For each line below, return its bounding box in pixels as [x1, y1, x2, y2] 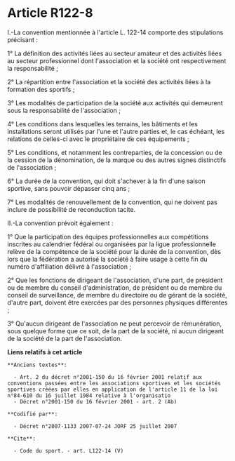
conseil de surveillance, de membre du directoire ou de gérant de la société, [7, 290, 228, 299]
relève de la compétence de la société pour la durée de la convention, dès [7, 247, 222, 255]
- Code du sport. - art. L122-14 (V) [13, 447, 124, 454]
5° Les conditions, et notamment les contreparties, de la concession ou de [7, 148, 222, 156]
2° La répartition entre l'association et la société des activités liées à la [7, 77, 211, 86]
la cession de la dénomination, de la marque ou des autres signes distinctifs [7, 156, 227, 164]
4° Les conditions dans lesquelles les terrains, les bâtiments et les [7, 119, 198, 128]
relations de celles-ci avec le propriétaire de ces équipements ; [7, 135, 189, 143]
